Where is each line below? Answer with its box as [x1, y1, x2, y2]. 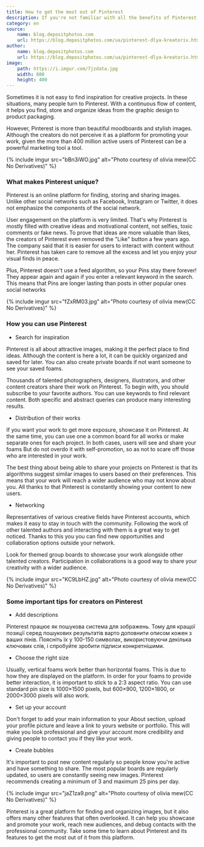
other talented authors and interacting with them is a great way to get [6, 526, 180, 533]
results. [6, 402, 25, 410]
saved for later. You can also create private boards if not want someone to [6, 358, 191, 365]
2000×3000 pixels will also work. [6, 692, 90, 699]
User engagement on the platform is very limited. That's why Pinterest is [6, 216, 187, 223]
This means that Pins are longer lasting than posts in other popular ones [6, 279, 186, 287]
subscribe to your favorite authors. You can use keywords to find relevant [6, 389, 190, 396]
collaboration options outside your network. [6, 539, 115, 546]
